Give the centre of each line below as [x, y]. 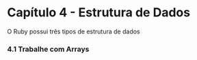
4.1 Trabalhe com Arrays [48, 49]
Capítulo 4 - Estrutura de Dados [98, 13]
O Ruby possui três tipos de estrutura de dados [74, 31]
